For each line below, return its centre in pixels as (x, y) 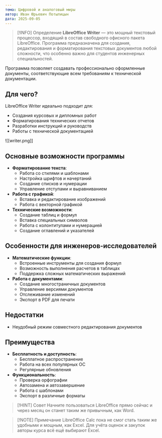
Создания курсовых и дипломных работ (54, 115)
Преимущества (30, 342)
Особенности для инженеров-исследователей (81, 246)
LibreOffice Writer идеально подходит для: (49, 106)
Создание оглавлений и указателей (57, 231)
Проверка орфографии (43, 380)
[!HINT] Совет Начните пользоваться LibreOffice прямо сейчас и (85, 405)
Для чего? (22, 94)
